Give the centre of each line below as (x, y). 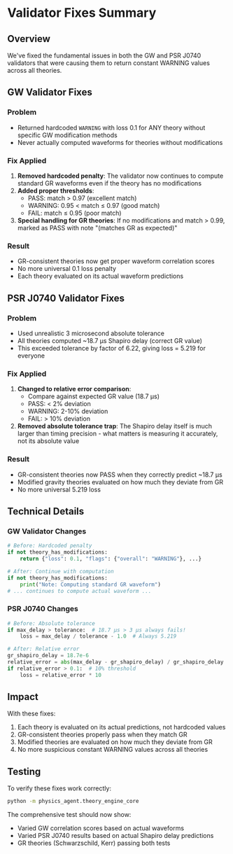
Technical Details (46, 511)
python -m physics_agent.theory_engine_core (73, 801)
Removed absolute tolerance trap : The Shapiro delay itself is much (114, 426)
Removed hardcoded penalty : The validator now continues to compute (120, 176)
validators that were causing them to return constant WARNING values (108, 63)
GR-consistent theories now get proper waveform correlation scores (116, 261)
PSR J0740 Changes (43, 609)
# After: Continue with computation (61, 571)
